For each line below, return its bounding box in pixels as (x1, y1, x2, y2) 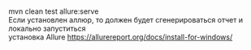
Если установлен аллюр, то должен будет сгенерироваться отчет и (8, 15, 244, 24)
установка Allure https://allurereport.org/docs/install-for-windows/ (8, 32, 233, 42)
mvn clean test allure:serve (8, 6, 99, 16)
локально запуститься (8, 23, 87, 33)
